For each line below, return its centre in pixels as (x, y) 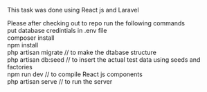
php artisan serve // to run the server (60, 81)
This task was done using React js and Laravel (73, 10)
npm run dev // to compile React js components (75, 74)
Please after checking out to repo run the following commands (96, 23)
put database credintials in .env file (57, 31)
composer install (31, 38)
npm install (23, 45)
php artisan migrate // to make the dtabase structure (82, 52)
